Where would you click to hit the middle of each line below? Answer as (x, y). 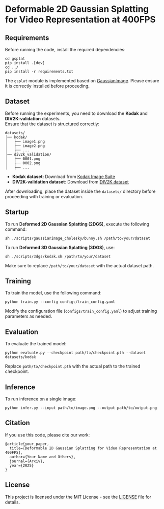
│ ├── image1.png (25, 142)
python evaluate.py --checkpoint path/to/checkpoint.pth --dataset (76, 353)
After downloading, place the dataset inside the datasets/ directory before (80, 191)
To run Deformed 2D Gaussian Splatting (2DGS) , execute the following (77, 224)
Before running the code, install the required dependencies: (66, 50)
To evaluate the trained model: (36, 344)
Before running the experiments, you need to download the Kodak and (77, 113)
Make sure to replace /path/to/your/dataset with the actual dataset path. (79, 265)
